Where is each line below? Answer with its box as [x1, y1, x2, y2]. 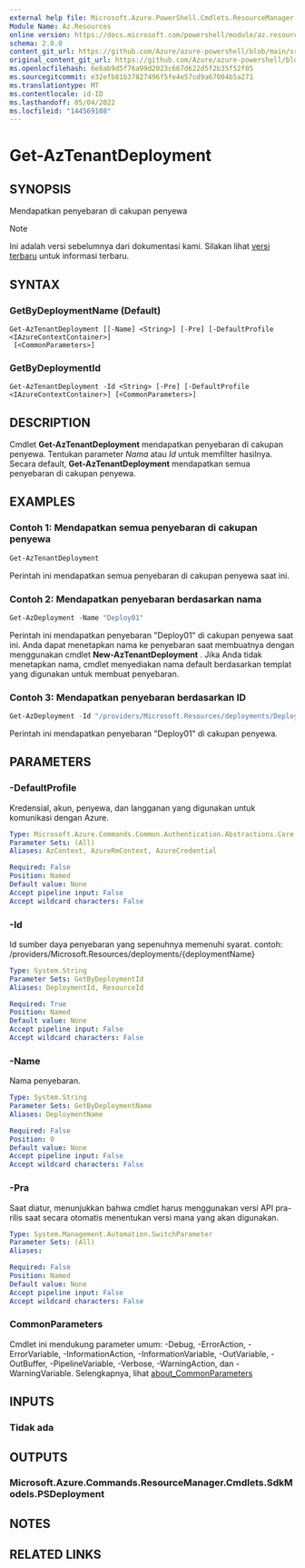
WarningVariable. [9, 1367, 74, 1378]
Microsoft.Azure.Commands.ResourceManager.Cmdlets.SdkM [9, 1476, 293, 1489]
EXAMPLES [9, 494, 75, 510]
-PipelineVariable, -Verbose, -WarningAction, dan [49, 1358, 234, 1369]
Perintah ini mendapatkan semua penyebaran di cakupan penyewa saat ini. [9, 570, 290, 581]
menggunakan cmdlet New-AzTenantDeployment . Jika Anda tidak [9, 649, 263, 660]
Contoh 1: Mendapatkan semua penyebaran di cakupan [9, 522, 259, 534]
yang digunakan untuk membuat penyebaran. [9, 668, 180, 679]
